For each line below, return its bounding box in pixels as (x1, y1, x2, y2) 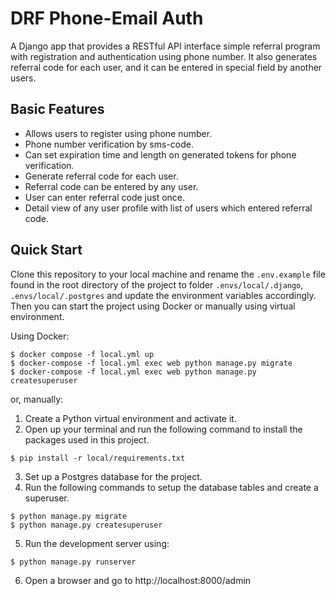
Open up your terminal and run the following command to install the (24, 423, 303, 435)
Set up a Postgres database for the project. (24, 470, 203, 482)
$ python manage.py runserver (10, 557, 137, 567)
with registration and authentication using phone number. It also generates (10, 50, 318, 62)
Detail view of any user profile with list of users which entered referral (24, 202, 313, 214)
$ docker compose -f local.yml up (10, 349, 155, 359)
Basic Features (10, 101, 105, 118)
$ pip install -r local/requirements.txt (10, 453, 186, 463)
